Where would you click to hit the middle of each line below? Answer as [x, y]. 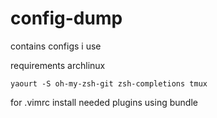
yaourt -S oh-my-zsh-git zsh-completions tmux [109, 83]
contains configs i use [56, 46]
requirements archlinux [58, 65]
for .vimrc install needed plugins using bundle [104, 102]
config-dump [66, 18]
